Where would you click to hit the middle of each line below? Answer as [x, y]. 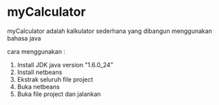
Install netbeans [39, 72]
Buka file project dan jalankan [59, 94]
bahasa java [24, 38]
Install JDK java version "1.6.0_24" [65, 65]
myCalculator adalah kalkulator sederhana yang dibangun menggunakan [110, 31]
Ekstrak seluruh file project [55, 79]
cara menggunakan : [36, 51]
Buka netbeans [38, 86]
